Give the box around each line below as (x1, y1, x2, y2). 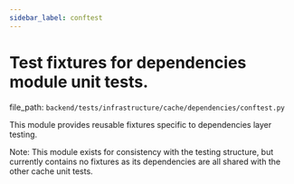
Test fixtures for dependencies (9, 52, 247, 73)
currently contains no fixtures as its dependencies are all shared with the (9, 156, 281, 167)
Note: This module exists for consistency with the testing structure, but (9, 146, 274, 157)
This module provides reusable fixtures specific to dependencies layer (9, 119, 272, 130)
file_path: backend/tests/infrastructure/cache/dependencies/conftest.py (9, 102, 285, 112)
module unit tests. (9, 72, 149, 92)
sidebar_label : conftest (9, 13, 103, 23)
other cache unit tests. (9, 165, 93, 177)
